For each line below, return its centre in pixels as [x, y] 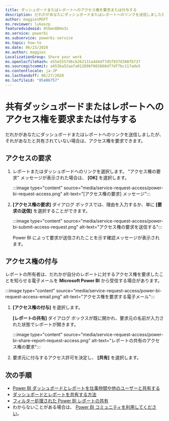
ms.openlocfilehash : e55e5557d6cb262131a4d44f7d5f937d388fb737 [73, 62]
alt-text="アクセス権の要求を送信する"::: [121, 227]
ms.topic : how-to [23, 43]
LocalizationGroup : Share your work [44, 57]
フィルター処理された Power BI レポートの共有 [60, 401]
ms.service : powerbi [27, 33]
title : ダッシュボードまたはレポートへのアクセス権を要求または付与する [71, 10]
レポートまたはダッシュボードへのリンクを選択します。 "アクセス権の [84, 171]
